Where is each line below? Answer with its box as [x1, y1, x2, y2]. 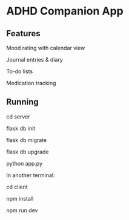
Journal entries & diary [6, 56, 64, 63]
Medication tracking [6, 80, 56, 86]
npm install [6, 195, 34, 202]
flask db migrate [6, 136, 47, 143]
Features [6, 28, 41, 39]
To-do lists [6, 68, 33, 75]
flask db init [6, 125, 36, 132]
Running [6, 97, 39, 107]
